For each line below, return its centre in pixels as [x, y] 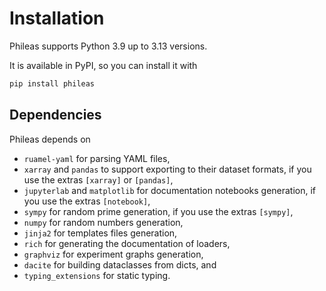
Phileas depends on [50, 139]
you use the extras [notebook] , [87, 201]
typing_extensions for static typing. [97, 275]
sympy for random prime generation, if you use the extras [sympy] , [158, 211]
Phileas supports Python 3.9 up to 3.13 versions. [108, 46]
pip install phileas [52, 83]
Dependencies [55, 115]
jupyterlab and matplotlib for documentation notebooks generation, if [170, 190]
